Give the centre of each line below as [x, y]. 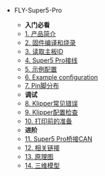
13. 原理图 [39, 156]
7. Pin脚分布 [42, 86]
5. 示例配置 [41, 69]
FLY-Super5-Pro [38, 10]
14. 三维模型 [42, 165]
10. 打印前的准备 [48, 121]
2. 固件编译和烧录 [50, 43]
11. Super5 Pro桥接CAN [58, 139]
